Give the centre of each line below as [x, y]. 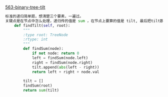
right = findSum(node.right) [62, 62]
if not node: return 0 [55, 53]
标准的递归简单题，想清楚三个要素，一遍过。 [44, 16]
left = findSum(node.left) [60, 58]
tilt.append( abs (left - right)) [65, 67]
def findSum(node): [43, 49]
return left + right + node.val [65, 72]
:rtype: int [36, 39]
